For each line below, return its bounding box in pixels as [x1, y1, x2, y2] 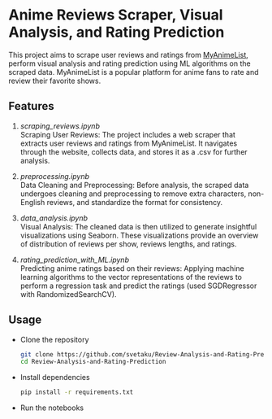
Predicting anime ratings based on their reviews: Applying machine [19, 263, 245, 273]
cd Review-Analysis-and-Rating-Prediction [19, 358, 166, 366]
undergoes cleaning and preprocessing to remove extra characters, [19, 189, 247, 199]
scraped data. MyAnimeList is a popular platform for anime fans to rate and [8, 67, 259, 76]
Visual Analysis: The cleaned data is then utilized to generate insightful [19, 221, 257, 231]
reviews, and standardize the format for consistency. [46, 197, 223, 207]
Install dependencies [19, 373, 91, 382]
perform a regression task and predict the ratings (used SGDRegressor [19, 281, 257, 290]
